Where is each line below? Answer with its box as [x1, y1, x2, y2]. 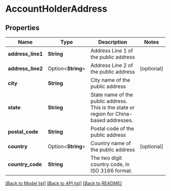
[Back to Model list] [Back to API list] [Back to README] [5, 180, 122, 186]
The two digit [90, 154, 122, 161]
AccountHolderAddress [5, 3, 108, 15]
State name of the [90, 91, 133, 98]
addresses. [106, 117, 133, 124]
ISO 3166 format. [90, 167, 132, 174]
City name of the [90, 77, 131, 83]
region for [90, 110, 115, 117]
